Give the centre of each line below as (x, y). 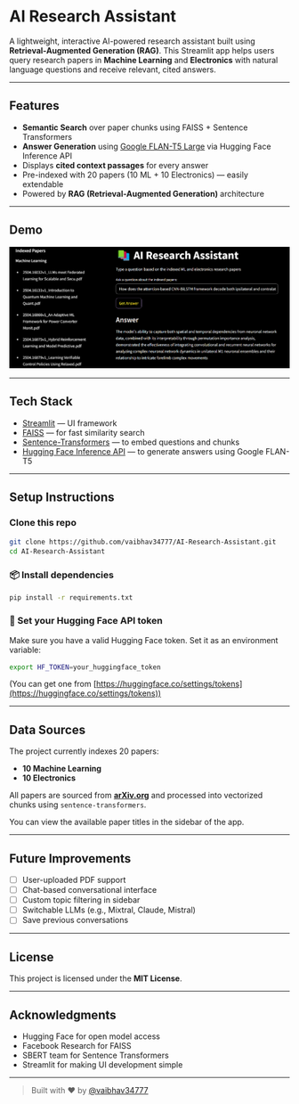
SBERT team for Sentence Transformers (95, 1055)
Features (34, 106)
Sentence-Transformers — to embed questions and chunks (131, 442)
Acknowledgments (63, 1014)
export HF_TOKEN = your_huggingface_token (85, 667)
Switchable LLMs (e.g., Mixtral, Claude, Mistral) (109, 910)
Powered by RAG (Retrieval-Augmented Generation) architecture (143, 193)
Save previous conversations (75, 920)
